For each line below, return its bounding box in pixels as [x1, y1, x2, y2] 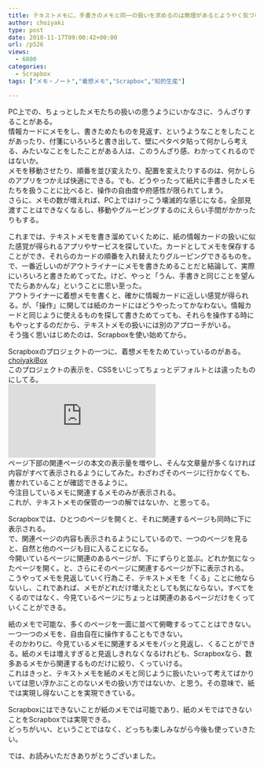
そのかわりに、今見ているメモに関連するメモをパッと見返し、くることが [8, 638, 242, 649]
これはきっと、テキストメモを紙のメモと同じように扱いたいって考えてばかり [8, 668, 255, 678]
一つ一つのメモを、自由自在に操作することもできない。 [8, 629, 187, 638]
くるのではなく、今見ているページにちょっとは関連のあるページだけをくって [8, 593, 255, 602]
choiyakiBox [8, 355, 48, 365]
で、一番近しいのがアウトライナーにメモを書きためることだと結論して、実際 [8, 261, 255, 270]
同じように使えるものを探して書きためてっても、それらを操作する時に [28, 310, 255, 319]
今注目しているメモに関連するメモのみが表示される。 [8, 487, 181, 497]
